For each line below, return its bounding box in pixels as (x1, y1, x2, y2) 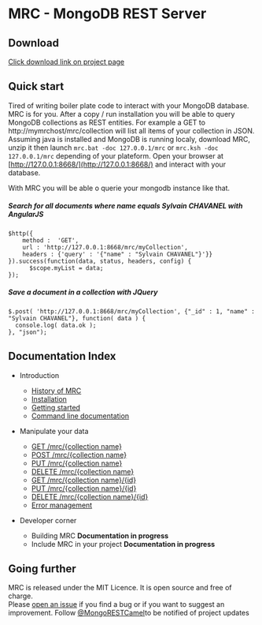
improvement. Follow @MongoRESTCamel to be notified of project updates (8, 608, 249, 618)
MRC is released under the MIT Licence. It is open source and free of (8, 583, 232, 593)
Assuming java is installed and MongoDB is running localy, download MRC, (8, 134, 250, 144)
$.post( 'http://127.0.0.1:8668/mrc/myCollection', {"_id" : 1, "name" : (8, 307, 256, 316)
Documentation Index (8, 350, 116, 363)
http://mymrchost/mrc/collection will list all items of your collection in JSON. (8, 125, 255, 135)
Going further (8, 562, 76, 575)
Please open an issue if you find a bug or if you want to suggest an (8, 600, 225, 609)
